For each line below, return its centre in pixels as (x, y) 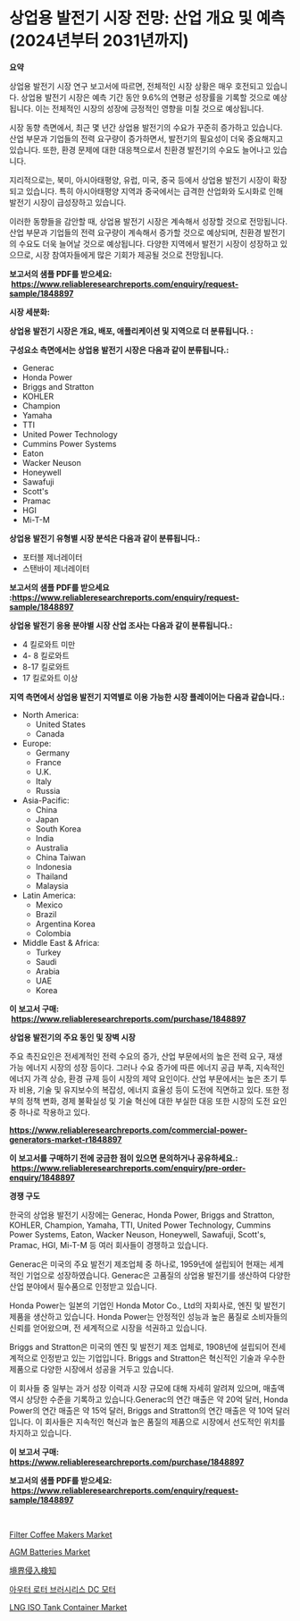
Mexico (49, 905)
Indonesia (54, 866)
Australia (52, 848)
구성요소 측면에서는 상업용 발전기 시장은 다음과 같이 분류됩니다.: (119, 350)
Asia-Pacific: (46, 800)
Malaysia (52, 885)
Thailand (52, 876)
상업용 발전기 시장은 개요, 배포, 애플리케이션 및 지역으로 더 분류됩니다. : (131, 331)
